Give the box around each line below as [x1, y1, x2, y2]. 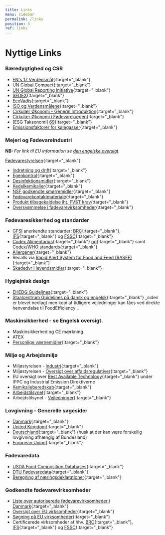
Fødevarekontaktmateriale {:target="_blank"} [12, 193, 104, 199]
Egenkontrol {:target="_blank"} [12, 173, 75, 178]
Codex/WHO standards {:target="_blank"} [12, 244, 98, 250]
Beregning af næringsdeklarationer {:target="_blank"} [12, 474, 122, 480]
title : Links [5, 7, 32, 12]
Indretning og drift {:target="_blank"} [12, 167, 87, 173]
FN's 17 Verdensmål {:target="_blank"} [12, 76, 91, 82]
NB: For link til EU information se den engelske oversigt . [5, 148, 120, 154]
